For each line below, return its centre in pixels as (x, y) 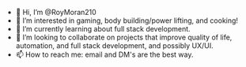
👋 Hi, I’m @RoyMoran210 (56, 12)
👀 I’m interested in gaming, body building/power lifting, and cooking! (127, 20)
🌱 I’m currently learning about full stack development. (103, 29)
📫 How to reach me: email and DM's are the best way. (104, 54)
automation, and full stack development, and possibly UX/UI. (114, 46)
